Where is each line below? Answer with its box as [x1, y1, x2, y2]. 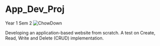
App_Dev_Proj [5, 3, 65, 15]
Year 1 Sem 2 [5, 20, 32, 26]
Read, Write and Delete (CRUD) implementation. [5, 35, 104, 41]
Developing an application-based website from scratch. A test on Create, [5, 29, 155, 35]
